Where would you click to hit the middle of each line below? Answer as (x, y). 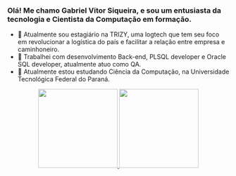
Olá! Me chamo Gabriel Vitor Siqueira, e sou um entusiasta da (114, 11)
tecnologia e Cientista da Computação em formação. (99, 19)
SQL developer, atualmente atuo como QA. (79, 65)
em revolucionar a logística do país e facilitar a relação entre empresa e (121, 42)
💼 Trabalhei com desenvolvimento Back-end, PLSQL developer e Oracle (122, 57)
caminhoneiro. (38, 49)
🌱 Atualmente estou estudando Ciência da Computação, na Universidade (123, 72)
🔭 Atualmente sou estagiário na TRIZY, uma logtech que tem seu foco (118, 34)
